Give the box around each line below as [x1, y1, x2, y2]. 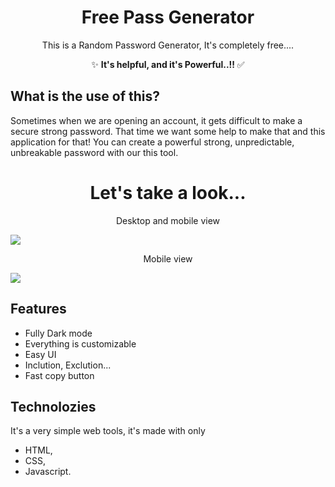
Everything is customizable [24, 337, 137, 350]
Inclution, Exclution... [24, 359, 112, 371]
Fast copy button [24, 369, 95, 381]
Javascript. [24, 466, 72, 478]
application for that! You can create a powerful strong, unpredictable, [10, 136, 295, 148]
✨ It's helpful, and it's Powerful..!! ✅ [91, 58, 245, 70]
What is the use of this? [10, 88, 160, 105]
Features [10, 301, 67, 318]
